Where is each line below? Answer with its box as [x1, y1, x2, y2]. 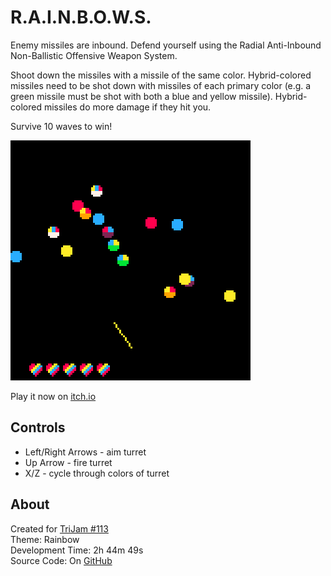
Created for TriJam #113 [10, 522, 109, 535]
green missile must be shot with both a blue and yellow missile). [10, 90, 273, 102]
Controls [10, 419, 66, 436]
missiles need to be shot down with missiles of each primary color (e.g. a [10, 79, 312, 91]
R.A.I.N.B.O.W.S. [10, 6, 152, 29]
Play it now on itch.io [10, 390, 97, 402]
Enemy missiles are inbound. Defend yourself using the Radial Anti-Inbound [10, 39, 322, 51]
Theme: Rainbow [10, 533, 80, 545]
